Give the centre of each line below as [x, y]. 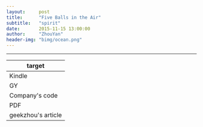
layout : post [28, 12]
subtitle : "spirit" [34, 23]
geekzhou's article [36, 115]
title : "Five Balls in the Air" [54, 17]
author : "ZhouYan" [35, 34]
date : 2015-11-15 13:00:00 [48, 29]
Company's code [34, 95]
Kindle [18, 76]
